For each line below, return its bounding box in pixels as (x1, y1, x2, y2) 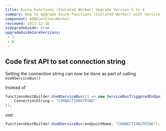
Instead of (5, 84, 26, 90)
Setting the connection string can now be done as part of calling (5, 70, 136, 76)
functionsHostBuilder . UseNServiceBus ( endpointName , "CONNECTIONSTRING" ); (5, 122, 161, 127)
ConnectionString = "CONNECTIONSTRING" (14, 98, 96, 103)
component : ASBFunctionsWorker (5, 16, 70, 21)
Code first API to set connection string (5, 58, 126, 66)
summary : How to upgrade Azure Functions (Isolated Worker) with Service (5, 12, 161, 17)
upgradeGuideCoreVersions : (5, 30, 61, 35)
